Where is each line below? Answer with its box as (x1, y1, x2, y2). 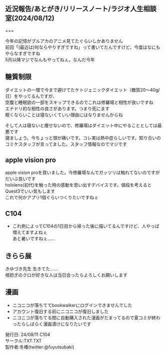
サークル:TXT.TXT (5, 338, 42, 344)
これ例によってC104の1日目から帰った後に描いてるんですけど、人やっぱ (12, 223, 160, 229)
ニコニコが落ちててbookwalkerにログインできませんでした (12, 302, 133, 308)
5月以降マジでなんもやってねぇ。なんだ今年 (5, 56, 95, 62)
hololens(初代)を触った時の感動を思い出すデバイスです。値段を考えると (5, 182, 152, 188)
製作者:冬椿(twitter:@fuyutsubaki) (5, 344, 75, 350)
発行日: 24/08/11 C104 (5, 331, 51, 338)
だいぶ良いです (5, 176, 36, 182)
